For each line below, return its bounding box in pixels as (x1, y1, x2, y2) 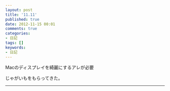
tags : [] (5, 40, 24, 45)
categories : (5, 31, 30, 36)
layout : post (5, 7, 33, 13)
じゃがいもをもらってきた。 (5, 75, 63, 81)
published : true (5, 17, 39, 22)
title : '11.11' (5, 12, 37, 17)
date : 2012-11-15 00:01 (5, 21, 56, 27)
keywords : (5, 45, 26, 50)
